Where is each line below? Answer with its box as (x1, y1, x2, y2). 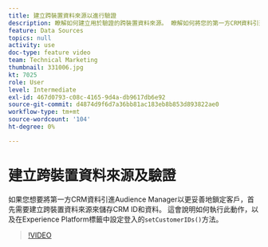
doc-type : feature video (8, 49, 91, 57)
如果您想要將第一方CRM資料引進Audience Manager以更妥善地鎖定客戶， (8, 194, 247, 204)
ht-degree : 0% (8, 123, 56, 131)
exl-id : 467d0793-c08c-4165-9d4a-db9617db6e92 (8, 93, 166, 101)
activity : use (8, 41, 56, 49)
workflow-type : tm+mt (8, 108, 81, 116)
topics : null (8, 33, 52, 42)
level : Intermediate (8, 85, 77, 94)
